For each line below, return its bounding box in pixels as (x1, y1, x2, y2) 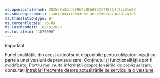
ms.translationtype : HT (5, 16, 53, 21)
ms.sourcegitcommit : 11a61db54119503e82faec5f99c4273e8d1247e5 (5, 12, 136, 16)
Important (5, 43, 25, 48)
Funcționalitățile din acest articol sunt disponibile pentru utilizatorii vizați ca (5, 52, 156, 58)
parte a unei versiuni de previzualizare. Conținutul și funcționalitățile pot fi (5, 57, 153, 63)
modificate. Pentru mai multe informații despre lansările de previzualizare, (5, 62, 153, 68)
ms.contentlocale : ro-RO (5, 20, 55, 26)
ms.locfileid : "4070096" (5, 29, 55, 34)
